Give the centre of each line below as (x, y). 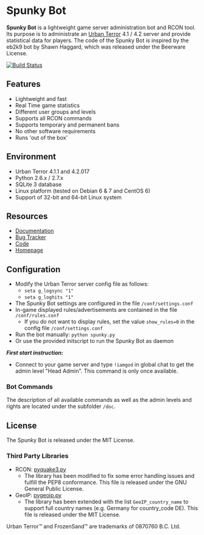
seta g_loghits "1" (49, 298)
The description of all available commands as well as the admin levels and (99, 400)
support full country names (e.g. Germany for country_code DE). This (111, 508)
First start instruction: (35, 353)
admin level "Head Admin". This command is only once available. (97, 371)
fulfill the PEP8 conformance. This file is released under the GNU (105, 482)
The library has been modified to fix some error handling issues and (109, 475)
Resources (27, 216)
